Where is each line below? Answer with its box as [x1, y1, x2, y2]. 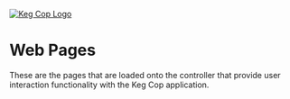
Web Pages [9, 40, 97, 60]
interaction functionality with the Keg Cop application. [9, 79, 210, 90]
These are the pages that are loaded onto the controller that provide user [9, 69, 282, 80]
